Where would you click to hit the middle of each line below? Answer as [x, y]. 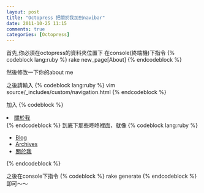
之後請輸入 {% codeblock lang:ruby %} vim [61, 86]
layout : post [23, 12]
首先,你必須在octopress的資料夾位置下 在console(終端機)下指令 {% [91, 53]
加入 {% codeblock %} [35, 105]
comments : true [26, 29]
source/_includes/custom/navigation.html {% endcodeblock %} [86, 92]
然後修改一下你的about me [40, 72]
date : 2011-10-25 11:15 [37, 23]
